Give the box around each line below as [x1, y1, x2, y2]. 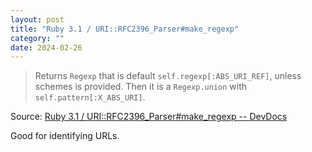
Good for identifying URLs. [10, 130, 120, 142]
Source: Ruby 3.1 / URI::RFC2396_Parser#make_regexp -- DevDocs [10, 111, 288, 123]
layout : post [10, 14, 65, 25]
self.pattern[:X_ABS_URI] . [34, 91, 146, 103]
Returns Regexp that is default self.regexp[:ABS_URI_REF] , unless [34, 70, 302, 82]
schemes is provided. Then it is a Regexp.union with [34, 81, 248, 93]
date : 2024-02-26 [10, 42, 83, 53]
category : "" [10, 33, 65, 43]
